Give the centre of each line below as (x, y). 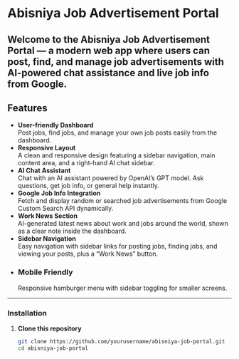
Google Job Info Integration (59, 193)
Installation (27, 313)
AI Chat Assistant (44, 171)
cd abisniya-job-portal (53, 348)
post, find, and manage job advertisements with (116, 62)
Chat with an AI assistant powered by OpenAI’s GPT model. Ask (111, 178)
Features (27, 108)
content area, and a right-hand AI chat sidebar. (86, 163)
